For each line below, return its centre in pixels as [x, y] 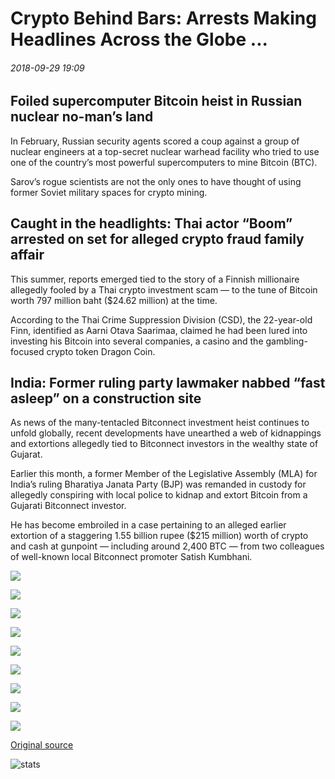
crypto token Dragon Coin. [101, 351]
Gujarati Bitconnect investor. [68, 506]
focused [27, 351]
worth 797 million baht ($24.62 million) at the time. [114, 300]
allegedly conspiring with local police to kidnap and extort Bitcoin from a [159, 495]
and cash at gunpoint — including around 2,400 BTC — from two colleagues [167, 546]
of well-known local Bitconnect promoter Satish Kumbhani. [131, 557]
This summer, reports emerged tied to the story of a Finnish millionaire [155, 279]
